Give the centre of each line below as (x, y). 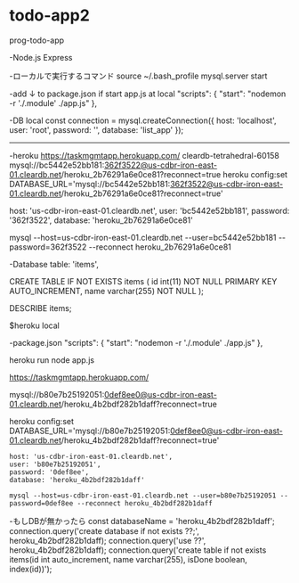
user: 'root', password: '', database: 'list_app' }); (97, 129)
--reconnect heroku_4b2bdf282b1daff (145, 503)
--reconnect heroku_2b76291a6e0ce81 (160, 247)
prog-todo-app (37, 40)
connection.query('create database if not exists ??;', (105, 530)
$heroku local (34, 325)
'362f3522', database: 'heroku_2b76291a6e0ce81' (101, 220)
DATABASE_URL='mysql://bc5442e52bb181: (90, 184)
